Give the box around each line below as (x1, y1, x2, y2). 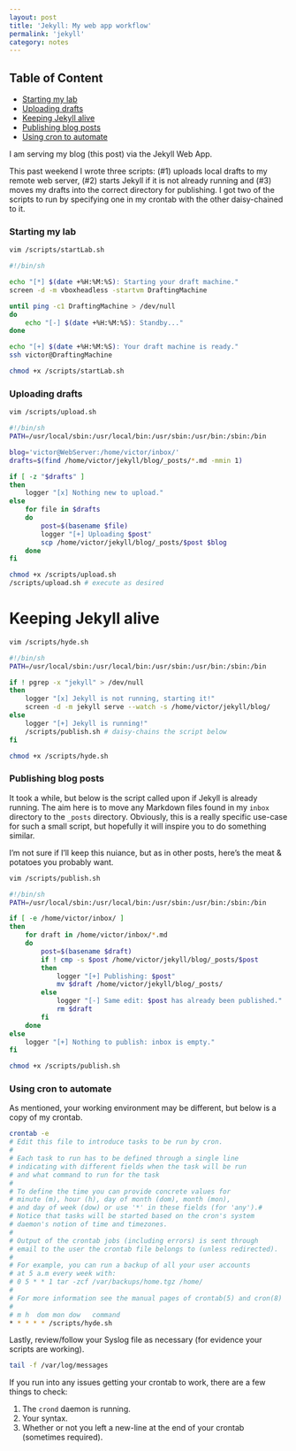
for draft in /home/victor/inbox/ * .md (25, 930, 168, 939)
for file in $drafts (25, 506, 101, 514)
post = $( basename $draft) (41, 946, 133, 956)
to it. (9, 204, 26, 214)
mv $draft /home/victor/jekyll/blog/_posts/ (56, 980, 224, 989)
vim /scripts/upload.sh (9, 408, 97, 417)
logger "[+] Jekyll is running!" (25, 719, 148, 728)
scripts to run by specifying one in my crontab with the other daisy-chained (9, 194, 284, 205)
